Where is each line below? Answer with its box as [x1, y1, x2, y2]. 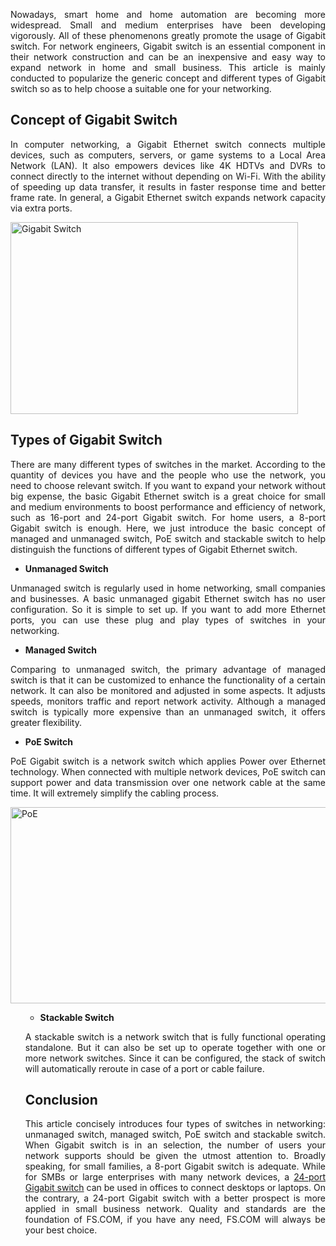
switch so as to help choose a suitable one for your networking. [10, 83, 272, 94]
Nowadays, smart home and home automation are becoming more [10, 9, 326, 20]
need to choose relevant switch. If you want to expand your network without [10, 479, 326, 491]
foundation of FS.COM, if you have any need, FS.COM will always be [24, 1214, 326, 1226]
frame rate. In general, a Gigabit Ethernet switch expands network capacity [10, 191, 326, 203]
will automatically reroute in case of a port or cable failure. [24, 1062, 265, 1074]
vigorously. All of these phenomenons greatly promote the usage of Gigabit [10, 30, 326, 41]
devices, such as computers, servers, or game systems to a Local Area [10, 149, 326, 161]
